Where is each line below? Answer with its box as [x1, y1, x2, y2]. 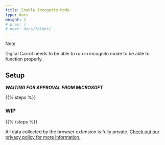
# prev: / [5, 22, 27, 27]
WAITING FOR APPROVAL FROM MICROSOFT [5, 84, 103, 90]
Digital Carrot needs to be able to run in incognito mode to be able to [5, 51, 150, 57]
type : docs [5, 12, 29, 17]
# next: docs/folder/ [5, 27, 52, 32]
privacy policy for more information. [5, 134, 81, 140]
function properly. [5, 56, 43, 62]
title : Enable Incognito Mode [5, 7, 70, 13]
